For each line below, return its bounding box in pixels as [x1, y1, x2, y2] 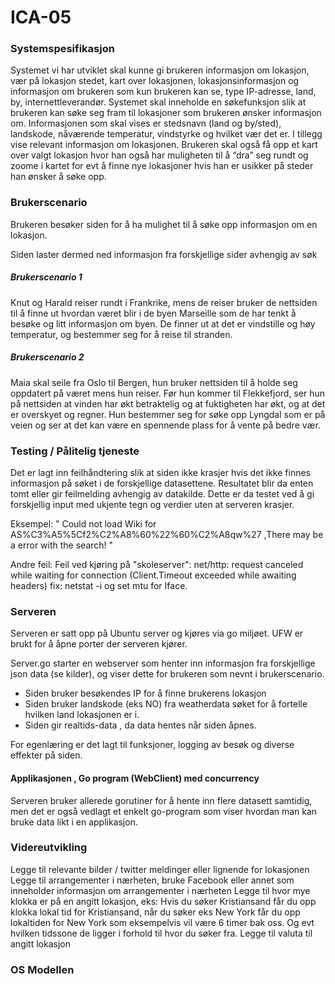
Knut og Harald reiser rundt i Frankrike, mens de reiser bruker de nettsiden [10, 296, 318, 308]
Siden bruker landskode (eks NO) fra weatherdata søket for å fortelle [24, 698, 308, 710]
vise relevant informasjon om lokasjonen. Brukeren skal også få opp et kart [10, 139, 318, 151]
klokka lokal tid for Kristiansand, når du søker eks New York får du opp [10, 906, 301, 918]
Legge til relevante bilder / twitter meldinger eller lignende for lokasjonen [10, 863, 310, 875]
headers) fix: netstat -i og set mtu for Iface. [10, 580, 188, 592]
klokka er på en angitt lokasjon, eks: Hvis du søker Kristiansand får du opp [10, 895, 317, 907]
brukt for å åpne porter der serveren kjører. [10, 638, 188, 650]
